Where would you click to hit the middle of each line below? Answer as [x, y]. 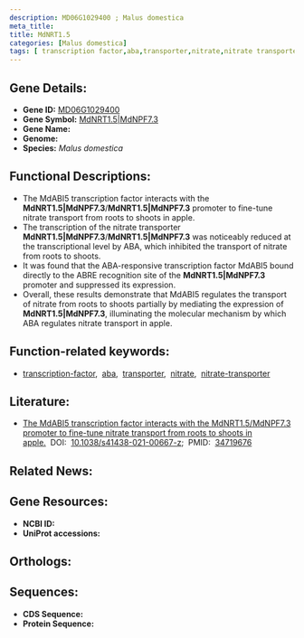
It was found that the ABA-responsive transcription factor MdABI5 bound [158, 265]
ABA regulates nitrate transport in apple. [97, 323]
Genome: [40, 138]
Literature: [40, 402]
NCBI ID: [39, 523]
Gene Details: [48, 88]
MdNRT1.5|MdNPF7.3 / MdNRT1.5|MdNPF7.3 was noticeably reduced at [157, 237]
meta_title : [32, 26]
